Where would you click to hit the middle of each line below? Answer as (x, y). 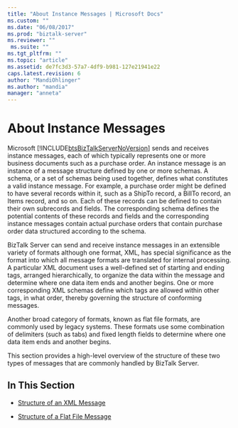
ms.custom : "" (28, 21)
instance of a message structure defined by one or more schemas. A (108, 171)
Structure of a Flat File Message (64, 416)
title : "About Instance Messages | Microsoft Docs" (85, 14)
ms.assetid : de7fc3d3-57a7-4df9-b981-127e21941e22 (84, 67)
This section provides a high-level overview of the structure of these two (114, 355)
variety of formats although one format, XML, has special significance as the (119, 252)
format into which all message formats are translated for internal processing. (119, 260)
